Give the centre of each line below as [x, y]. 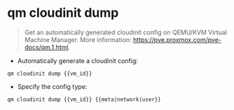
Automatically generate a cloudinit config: [78, 60]
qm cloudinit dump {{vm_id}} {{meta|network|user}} [84, 99]
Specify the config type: [52, 86]
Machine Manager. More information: [78, 39]
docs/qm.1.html [46, 47]
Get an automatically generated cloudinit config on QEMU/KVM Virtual [126, 32]
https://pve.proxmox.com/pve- [177, 39]
